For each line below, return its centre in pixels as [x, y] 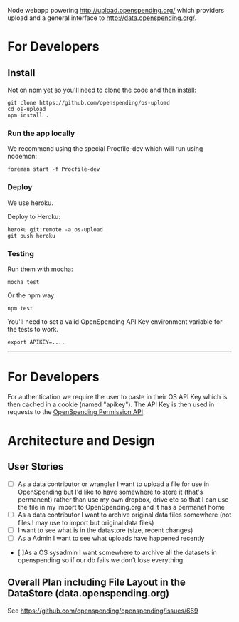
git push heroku [31, 236]
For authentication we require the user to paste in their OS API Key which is [117, 396]
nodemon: [22, 157]
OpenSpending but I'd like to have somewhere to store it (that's [110, 492]
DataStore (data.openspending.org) [88, 594]
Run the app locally [41, 133]
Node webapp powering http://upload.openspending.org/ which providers [116, 10]
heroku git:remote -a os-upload [55, 230]
